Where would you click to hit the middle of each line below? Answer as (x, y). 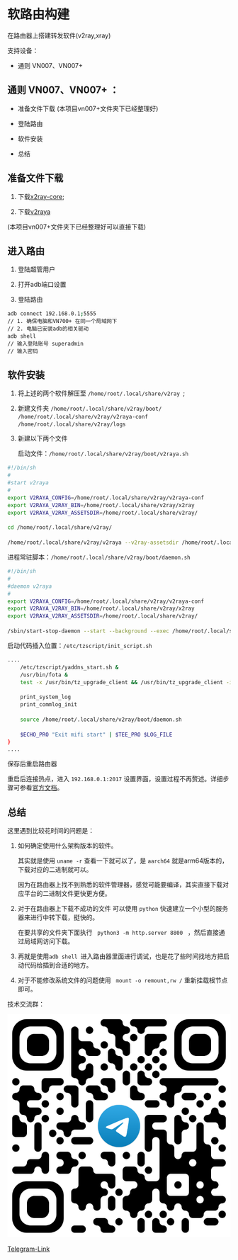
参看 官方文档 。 (41, 788)
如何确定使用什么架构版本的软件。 (67, 846)
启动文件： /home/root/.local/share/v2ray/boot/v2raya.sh (103, 453)
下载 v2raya (34, 211)
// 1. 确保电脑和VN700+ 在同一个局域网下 (62, 322)
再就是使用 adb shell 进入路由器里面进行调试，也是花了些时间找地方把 (120, 956)
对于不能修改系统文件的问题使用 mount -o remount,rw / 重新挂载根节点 (123, 980)
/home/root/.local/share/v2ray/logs (72, 425)
